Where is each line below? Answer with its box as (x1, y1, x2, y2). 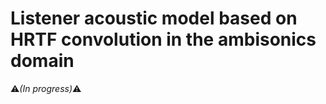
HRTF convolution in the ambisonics (10, 28, 317, 51)
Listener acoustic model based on (10, 7, 298, 30)
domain (10, 50, 75, 72)
